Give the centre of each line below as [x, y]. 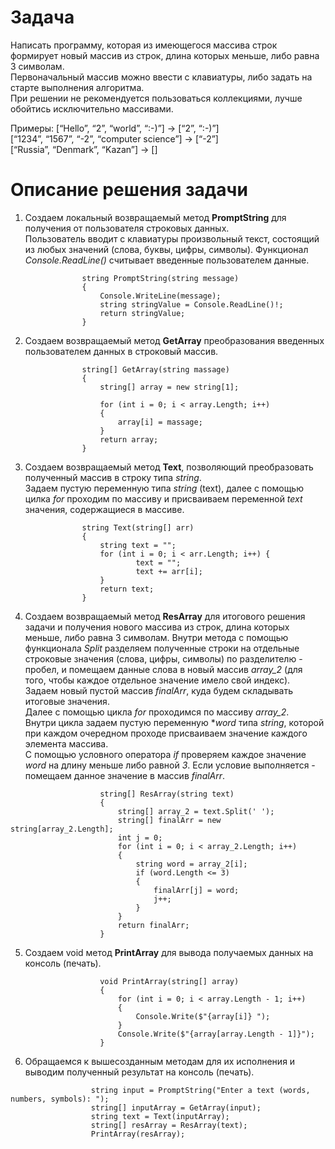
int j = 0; [140, 837]
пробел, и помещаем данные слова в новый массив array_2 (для [163, 669]
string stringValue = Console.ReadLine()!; [191, 304]
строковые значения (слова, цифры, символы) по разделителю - [163, 658]
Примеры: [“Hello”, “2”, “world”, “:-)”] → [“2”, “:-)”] [115, 128]
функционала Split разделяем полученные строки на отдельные [162, 648]
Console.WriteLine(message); [160, 296]
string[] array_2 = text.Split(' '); [196, 811]
